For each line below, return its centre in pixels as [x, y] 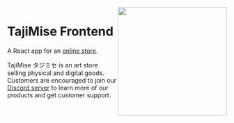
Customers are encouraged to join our [62, 80]
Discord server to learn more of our [58, 88]
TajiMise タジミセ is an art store [53, 65]
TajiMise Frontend [60, 32]
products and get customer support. [59, 95]
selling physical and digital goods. [56, 73]
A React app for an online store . [53, 51]
